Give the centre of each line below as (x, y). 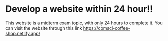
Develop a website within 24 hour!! (79, 9)
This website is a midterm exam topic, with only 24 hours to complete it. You (84, 23)
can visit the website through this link (44, 28)
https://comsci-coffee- (107, 28)
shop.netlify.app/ (23, 33)
